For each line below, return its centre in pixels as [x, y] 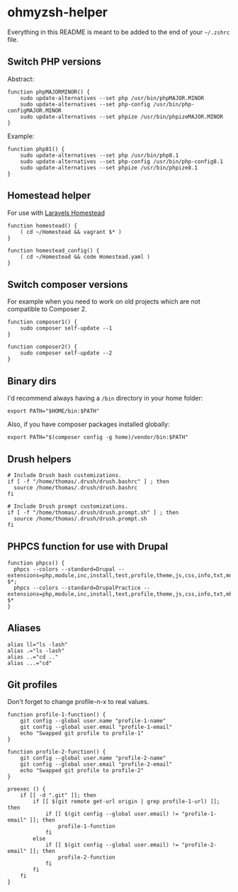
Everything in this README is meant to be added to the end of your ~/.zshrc [119, 32]
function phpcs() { [36, 563]
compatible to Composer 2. [47, 309]
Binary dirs [32, 381]
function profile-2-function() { [57, 752]
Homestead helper [49, 196]
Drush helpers [39, 459]
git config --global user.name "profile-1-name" [93, 721]
